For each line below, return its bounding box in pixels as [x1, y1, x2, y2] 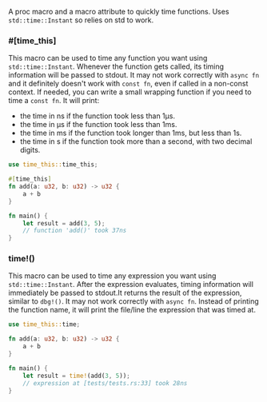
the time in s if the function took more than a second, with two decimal [19, 137, 253, 146]
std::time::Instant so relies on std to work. [8, 15, 154, 25]
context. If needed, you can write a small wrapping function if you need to [8, 87, 252, 97]
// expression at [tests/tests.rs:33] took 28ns [22, 379, 188, 387]
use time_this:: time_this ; [8, 161, 98, 169]
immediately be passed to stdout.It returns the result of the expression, [8, 288, 242, 298]
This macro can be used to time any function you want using [8, 54, 208, 63]
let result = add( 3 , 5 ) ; [22, 219, 106, 227]
